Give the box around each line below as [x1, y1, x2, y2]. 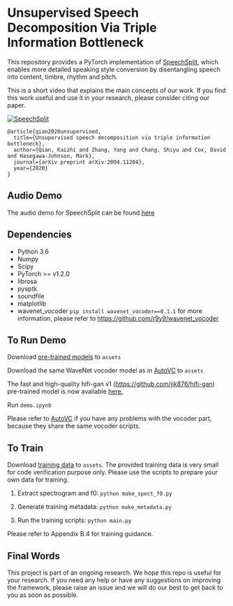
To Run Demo [7, 334, 66, 346]
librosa [17, 277, 37, 285]
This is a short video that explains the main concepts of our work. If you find [7, 86, 226, 94]
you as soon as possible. [7, 591, 79, 599]
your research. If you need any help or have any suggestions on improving [7, 576, 221, 584]
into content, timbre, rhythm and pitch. [7, 72, 118, 81]
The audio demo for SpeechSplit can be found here [7, 208, 155, 217]
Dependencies [7, 229, 72, 240]
